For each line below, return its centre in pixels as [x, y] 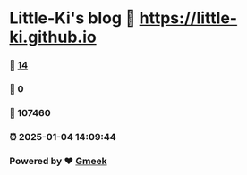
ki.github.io [53, 37]
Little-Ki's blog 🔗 [72, 18]
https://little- [188, 18]
